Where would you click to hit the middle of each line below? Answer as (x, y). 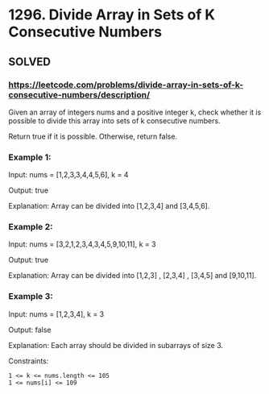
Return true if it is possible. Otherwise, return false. (93, 136)
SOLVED (29, 62)
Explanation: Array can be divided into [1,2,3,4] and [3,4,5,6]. (109, 206)
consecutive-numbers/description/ (79, 94)
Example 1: (30, 157)
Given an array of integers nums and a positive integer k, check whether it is (135, 112)
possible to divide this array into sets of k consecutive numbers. (114, 120)
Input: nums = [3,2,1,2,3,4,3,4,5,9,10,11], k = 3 (82, 244)
